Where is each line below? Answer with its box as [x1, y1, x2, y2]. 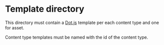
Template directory [5, 3, 85, 15]
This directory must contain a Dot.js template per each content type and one [5, 20, 159, 25]
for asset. [5, 24, 24, 30]
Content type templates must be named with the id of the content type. [5, 34, 148, 40]
